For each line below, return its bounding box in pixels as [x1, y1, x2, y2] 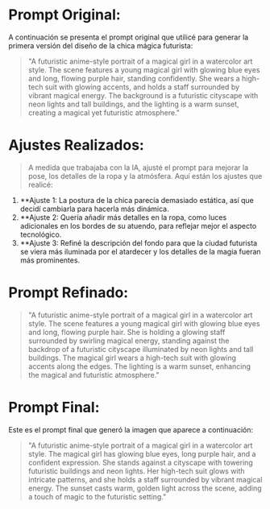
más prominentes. [19, 255, 81, 265]
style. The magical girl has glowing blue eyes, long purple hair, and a [27, 449, 256, 458]
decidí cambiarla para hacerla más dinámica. [19, 204, 169, 213]
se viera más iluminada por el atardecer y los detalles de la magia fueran [19, 246, 261, 256]
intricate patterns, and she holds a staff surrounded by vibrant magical [27, 474, 263, 484]
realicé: [27, 180, 53, 189]
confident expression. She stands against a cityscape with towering [27, 457, 254, 467]
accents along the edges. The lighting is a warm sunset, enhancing [27, 361, 251, 371]
